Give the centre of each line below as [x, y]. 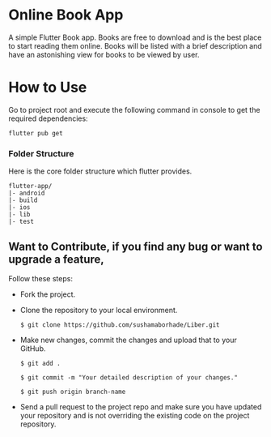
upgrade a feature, [57, 259]
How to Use [48, 88]
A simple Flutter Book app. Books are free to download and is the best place [135, 37]
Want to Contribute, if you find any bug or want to [135, 246]
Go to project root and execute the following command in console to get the [134, 109]
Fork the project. [48, 294]
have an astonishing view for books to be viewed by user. [104, 54]
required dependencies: [48, 118]
